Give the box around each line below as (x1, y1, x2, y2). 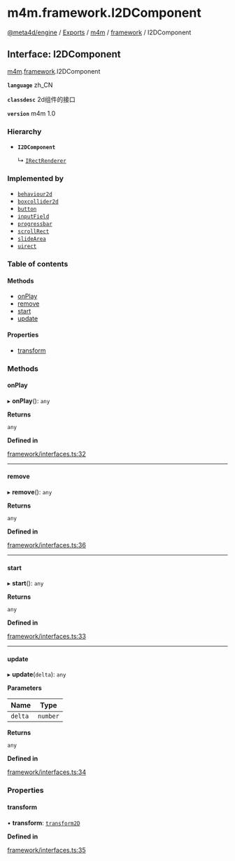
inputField (17, 213, 50, 220)
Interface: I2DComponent (7, 48, 121, 60)
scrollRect (17, 228, 50, 236)
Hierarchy (7, 126, 42, 136)
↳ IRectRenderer (17, 156, 66, 165)
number (37, 712, 59, 720)
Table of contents (7, 259, 69, 269)
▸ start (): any (7, 579, 44, 588)
